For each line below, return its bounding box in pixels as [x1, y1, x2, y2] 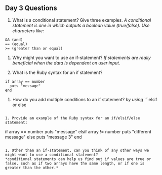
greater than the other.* [5, 165, 58, 170]
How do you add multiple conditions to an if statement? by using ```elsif [12, 96, 157, 102]
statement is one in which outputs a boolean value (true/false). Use [12, 22, 150, 28]
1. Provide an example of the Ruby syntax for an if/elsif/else [5, 116, 140, 120]
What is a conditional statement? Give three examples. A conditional [12, 17, 151, 23]
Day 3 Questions [5, 4, 57, 12]
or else [12, 102, 27, 108]
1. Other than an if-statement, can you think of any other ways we [5, 148, 149, 153]
